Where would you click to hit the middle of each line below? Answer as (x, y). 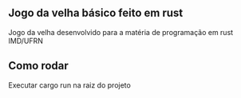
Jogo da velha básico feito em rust (96, 13)
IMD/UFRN (26, 41)
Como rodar (39, 66)
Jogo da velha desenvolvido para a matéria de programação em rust (121, 32)
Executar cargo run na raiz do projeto (70, 85)
